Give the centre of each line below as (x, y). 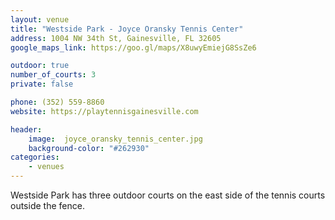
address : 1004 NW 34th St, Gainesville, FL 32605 (116, 38)
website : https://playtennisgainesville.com (104, 111)
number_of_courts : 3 (53, 75)
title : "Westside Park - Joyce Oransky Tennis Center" (127, 29)
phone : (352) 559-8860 (57, 102)
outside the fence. (47, 205)
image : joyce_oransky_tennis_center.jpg (115, 139)
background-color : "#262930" (89, 148)
